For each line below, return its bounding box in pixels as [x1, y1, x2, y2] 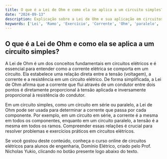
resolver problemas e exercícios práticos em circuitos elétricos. [5, 128, 135, 134]
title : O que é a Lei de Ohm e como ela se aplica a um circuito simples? [5, 7, 164, 12]
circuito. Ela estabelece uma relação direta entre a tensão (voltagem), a [5, 71, 152, 77]
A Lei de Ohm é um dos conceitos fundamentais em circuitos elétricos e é [5, 61, 157, 67]
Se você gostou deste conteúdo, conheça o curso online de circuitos [5, 138, 147, 144]
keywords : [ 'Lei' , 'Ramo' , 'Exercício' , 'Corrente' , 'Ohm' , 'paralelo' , [5, 21, 159, 26]
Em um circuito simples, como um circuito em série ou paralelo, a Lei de [5, 102, 153, 108]
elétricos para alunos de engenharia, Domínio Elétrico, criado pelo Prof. [5, 143, 152, 149]
